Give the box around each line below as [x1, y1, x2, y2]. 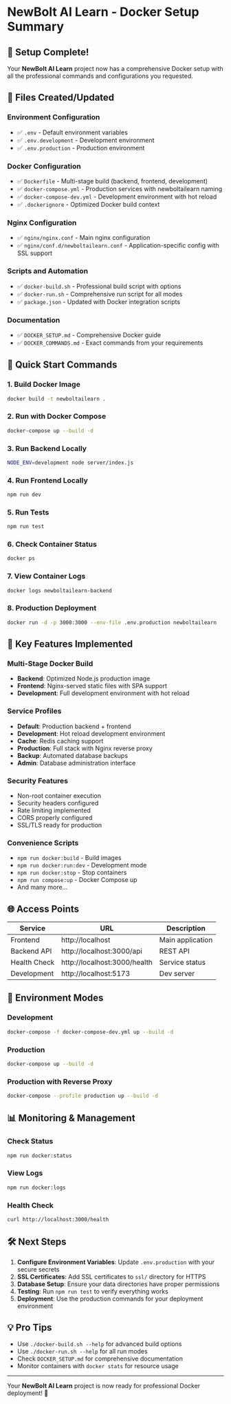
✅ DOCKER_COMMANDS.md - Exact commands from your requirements [16, 339, 203, 347]
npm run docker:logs [7, 1184, 67, 1191]
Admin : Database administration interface [16, 759, 136, 767]
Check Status [7, 1136, 54, 1146]
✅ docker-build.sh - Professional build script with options [16, 282, 181, 290]
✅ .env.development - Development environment [16, 136, 155, 144]
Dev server [159, 969, 195, 979]
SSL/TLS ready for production [16, 821, 102, 829]
